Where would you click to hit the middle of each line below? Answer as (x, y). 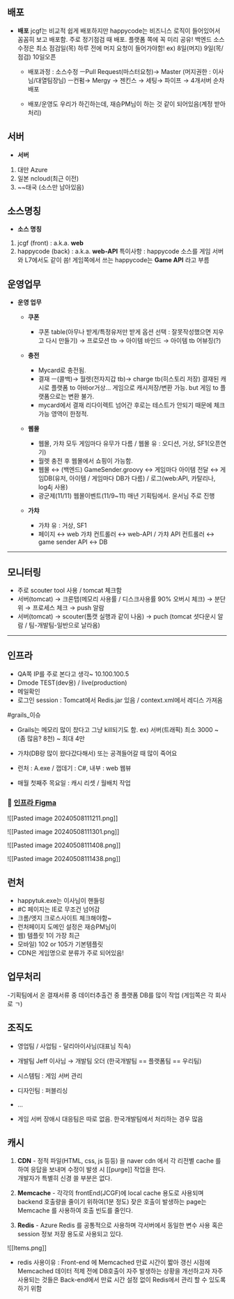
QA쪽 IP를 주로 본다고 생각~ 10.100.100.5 (73, 674)
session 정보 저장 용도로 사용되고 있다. (70, 1234)
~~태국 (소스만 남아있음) (51, 187)
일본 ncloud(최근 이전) (48, 178)
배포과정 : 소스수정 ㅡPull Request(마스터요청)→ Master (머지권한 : (119, 71)
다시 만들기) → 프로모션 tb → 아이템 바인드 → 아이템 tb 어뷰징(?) (133, 341)
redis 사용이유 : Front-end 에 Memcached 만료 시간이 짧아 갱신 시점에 (114, 1262)
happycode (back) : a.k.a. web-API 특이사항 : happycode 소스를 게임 (114, 251)
